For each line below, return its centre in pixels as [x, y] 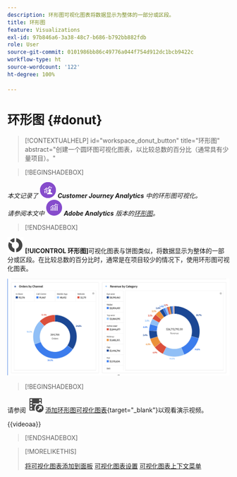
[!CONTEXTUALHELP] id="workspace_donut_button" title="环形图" [122, 140]
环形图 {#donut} [55, 120]
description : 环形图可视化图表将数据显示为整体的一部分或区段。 [91, 15]
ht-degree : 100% [31, 74]
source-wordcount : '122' [44, 67]
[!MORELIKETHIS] [50, 452]
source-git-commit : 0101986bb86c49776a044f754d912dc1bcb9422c [101, 52]
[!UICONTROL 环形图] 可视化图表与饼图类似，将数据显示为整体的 [118, 251]
